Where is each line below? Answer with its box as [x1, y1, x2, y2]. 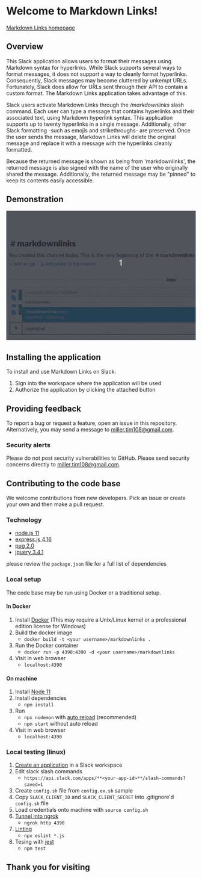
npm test [23, 846, 46, 852]
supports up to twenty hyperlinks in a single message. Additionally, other [6, 120, 187, 128]
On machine [6, 675, 37, 682]
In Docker [6, 603, 31, 610]
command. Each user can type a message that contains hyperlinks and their [6, 107, 195, 115]
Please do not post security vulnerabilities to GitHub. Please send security [6, 454, 190, 462]
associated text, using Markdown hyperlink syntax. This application [6, 114, 173, 121]
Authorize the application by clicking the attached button [14, 386, 156, 394]
